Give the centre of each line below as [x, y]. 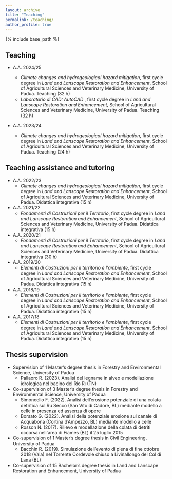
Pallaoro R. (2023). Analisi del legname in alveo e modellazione [87, 378]
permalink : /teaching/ [30, 20]
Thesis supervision [37, 355]
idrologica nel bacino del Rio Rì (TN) [58, 384]
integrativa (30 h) [39, 257]
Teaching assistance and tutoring [60, 168]
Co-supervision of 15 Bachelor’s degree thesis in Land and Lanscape [85, 465]
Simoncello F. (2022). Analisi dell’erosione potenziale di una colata [91, 400]
